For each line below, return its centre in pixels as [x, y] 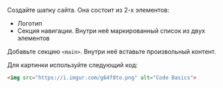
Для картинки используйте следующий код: [73, 65]
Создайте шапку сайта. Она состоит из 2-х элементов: [88, 10]
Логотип [30, 23]
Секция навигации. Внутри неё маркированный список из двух [111, 31]
